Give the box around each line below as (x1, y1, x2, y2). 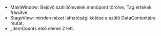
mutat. (10, 20, 24, 26)
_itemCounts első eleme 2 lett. (10, 25, 74, 31)
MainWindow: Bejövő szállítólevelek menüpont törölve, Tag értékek (10, 4, 152, 10)
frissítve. (10, 9, 29, 15)
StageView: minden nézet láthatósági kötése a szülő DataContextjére (10, 15, 156, 20)
